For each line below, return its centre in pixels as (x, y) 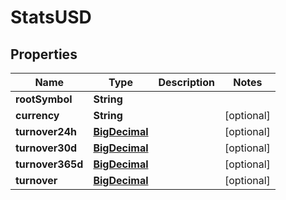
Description (186, 82)
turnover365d (49, 164)
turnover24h (46, 131)
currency (37, 115)
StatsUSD (51, 17)
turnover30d (46, 148)
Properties (44, 54)
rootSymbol (44, 99)
